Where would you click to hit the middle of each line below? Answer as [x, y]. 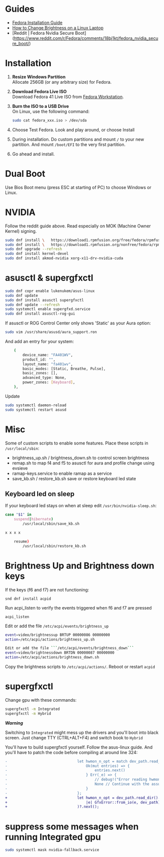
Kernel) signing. [21, 231]
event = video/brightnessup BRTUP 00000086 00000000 [58, 635]
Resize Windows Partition [39, 76]
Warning [14, 723]
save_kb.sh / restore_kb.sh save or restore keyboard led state [74, 478]
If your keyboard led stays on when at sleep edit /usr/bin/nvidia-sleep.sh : [81, 506]
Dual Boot [25, 174]
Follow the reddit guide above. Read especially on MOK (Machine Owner [78, 226]
